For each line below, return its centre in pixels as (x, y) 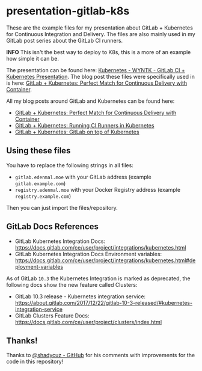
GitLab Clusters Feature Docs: (52, 315)
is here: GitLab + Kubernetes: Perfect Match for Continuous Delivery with (97, 83)
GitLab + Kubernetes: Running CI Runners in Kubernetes (84, 125)
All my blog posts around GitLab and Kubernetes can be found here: (90, 101)
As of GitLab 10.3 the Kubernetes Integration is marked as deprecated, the (98, 278)
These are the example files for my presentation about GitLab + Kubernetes (100, 28)
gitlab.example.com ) (40, 183)
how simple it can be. (32, 58)
